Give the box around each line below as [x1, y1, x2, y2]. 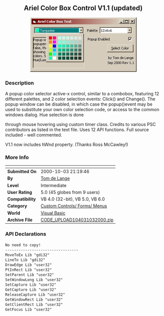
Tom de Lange [40, 176, 70, 182]
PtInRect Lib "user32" [5, 267, 52, 272]
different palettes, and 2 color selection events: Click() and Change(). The [5, 96, 156, 102]
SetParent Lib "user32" [5, 272, 55, 277]
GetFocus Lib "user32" [5, 307, 52, 312]
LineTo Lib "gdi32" [5, 257, 46, 262]
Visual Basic [40, 210, 66, 216]
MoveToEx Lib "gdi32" [5, 253, 50, 257]
